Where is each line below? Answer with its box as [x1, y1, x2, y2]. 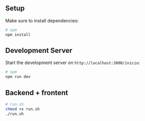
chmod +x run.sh [5, 106, 40, 111]
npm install [5, 32, 31, 37]
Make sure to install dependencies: [5, 17, 79, 23]
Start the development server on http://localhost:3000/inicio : [5, 59, 140, 66]
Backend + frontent [5, 88, 68, 97]
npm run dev [5, 74, 31, 79]
